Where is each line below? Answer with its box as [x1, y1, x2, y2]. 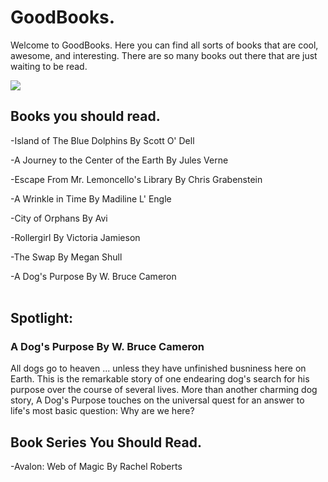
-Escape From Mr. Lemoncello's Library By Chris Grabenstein [10, 173, 263, 185]
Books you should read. [10, 108, 161, 125]
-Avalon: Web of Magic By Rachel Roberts [10, 461, 183, 473]
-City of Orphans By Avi [10, 212, 108, 224]
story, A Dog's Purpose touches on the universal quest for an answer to [10, 394, 305, 406]
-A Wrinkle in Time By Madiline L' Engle [10, 192, 172, 205]
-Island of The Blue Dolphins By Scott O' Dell [10, 134, 195, 146]
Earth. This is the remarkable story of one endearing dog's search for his [10, 373, 310, 385]
